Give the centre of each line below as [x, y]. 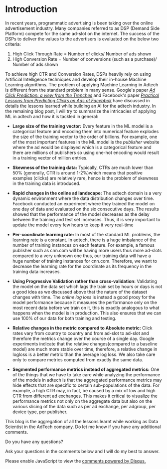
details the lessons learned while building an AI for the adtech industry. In [81, 106]
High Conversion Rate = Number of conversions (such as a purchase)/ [84, 59]
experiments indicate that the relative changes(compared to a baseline [85, 344]
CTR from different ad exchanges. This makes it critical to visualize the [85, 396]
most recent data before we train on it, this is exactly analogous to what [86, 308]
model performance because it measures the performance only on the [84, 302]
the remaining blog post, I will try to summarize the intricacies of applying [81, 111]
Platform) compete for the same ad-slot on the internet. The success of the [82, 33]
